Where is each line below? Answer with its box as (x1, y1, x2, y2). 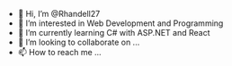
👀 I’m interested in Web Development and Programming (17, 18, 224, 29)
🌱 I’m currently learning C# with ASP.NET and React (17, 28, 210, 37)
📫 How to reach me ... (17, 47, 102, 57)
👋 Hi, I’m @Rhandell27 (17, 9, 101, 19)
